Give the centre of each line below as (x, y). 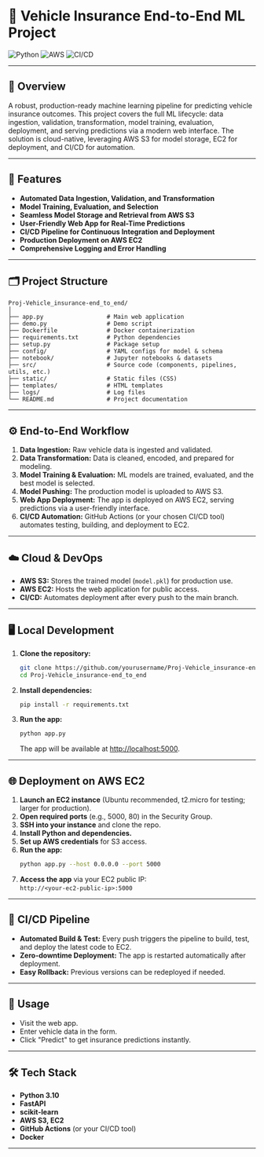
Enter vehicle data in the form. (68, 1031)
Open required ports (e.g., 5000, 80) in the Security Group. (116, 817)
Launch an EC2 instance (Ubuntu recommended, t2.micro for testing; (132, 800)
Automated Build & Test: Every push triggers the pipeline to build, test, (134, 939)
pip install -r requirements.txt (74, 705)
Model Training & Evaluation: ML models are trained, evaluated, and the (136, 475)
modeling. (36, 467)
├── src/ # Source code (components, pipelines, (123, 365)
